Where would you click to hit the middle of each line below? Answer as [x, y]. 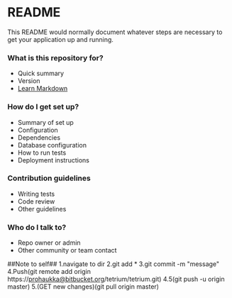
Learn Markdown [43, 89]
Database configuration [52, 145]
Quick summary [41, 73]
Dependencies [39, 137]
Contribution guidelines [49, 178]
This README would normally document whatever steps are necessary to [115, 32]
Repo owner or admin [49, 243]
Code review [36, 201]
